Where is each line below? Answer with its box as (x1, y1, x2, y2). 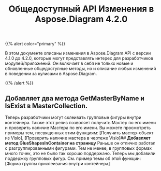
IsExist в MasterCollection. (5, 101, 88, 110)
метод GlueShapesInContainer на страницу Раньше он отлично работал (5, 140, 156, 146)
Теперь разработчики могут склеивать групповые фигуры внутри (5, 114, 142, 120)
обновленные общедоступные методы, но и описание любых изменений (5, 66, 156, 71)
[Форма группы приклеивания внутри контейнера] (5, 161, 110, 166)
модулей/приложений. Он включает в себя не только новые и (5, 60, 133, 66)
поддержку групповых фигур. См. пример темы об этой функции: (5, 156, 141, 161)
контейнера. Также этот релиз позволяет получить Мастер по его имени (5, 120, 156, 125)
